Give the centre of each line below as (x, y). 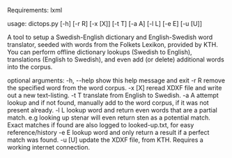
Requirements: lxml (35, 10)
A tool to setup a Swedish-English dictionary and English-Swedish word (110, 37)
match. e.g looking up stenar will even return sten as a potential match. (109, 117)
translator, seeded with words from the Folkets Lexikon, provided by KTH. (113, 44)
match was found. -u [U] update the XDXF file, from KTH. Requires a (105, 140)
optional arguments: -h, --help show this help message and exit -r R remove (116, 80)
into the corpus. (30, 67)
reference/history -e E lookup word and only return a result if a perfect (108, 132)
